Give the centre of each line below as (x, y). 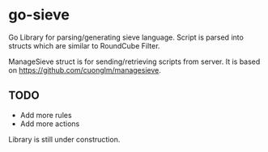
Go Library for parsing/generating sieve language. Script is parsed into (126, 37)
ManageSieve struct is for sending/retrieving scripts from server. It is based (134, 61)
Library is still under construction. (64, 139)
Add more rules (46, 115)
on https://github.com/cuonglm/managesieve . (85, 70)
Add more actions (50, 124)
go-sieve (39, 15)
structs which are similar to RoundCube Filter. (84, 45)
